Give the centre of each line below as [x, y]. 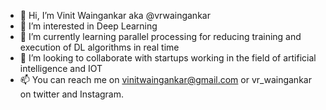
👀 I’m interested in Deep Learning [88, 26]
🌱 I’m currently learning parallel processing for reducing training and [160, 36]
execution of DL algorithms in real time [99, 47]
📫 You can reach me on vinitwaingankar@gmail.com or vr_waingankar [165, 79]
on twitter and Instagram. [72, 94]
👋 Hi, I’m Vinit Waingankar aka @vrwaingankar [115, 15]
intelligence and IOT [61, 68]
